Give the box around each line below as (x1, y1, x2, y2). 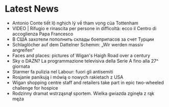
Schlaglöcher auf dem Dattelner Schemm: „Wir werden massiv (12, 41, 143, 47)
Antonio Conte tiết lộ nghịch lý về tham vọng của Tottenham (12, 20, 139, 26)
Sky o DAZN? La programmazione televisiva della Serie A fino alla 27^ (12, 58, 159, 64)
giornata (12, 63, 30, 69)
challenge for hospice (12, 85, 58, 91)
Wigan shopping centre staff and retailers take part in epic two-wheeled (12, 79, 164, 86)
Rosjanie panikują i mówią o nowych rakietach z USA (12, 74, 124, 80)
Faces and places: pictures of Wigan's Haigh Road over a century (12, 52, 151, 59)
